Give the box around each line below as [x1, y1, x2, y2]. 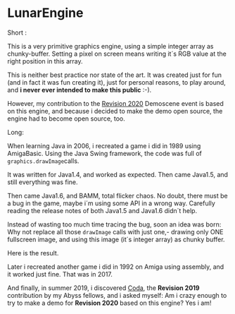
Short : [7, 28, 27, 37]
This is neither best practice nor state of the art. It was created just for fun [7, 71, 222, 79]
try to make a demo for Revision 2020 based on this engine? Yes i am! [7, 298, 212, 307]
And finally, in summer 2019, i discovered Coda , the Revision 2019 [7, 284, 200, 292]
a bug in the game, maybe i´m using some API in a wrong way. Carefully [7, 199, 216, 207]
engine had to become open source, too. [7, 114, 125, 123]
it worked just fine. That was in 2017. [7, 270, 113, 278]
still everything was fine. [7, 178, 79, 186]
